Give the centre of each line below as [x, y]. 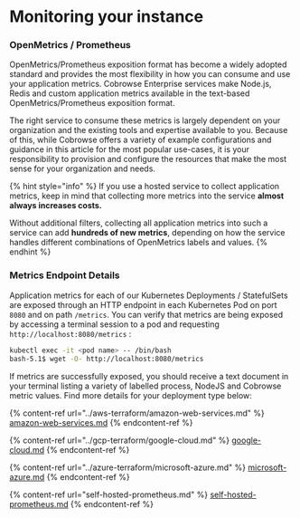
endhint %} [30, 252]
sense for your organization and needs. [83, 168]
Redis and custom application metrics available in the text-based [130, 93]
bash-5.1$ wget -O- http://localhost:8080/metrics [107, 359]
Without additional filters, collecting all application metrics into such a [139, 223]
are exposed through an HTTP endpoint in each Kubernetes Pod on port [143, 304]
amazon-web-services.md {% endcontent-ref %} [101, 422]
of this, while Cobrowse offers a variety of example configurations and [141, 140]
